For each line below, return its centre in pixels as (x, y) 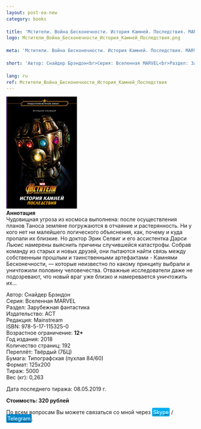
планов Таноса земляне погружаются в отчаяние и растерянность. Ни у (99, 226)
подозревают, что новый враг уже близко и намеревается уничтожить (97, 277)
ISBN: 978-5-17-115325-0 (37, 327)
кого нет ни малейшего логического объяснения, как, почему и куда (95, 232)
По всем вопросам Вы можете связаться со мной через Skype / (90, 412)
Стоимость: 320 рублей (38, 401)
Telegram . (20, 419)
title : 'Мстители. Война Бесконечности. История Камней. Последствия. (96, 32)
